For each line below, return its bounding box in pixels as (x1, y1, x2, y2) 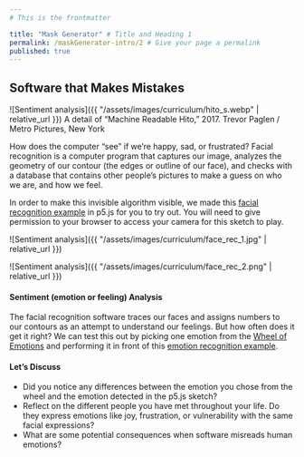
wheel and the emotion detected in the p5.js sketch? (22, 391, 218, 402)
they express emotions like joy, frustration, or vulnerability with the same (22, 410, 293, 422)
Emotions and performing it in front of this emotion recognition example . (9, 341, 279, 352)
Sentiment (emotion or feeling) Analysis (9, 291, 163, 302)
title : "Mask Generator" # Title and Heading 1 (9, 29, 193, 39)
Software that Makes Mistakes (9, 80, 185, 95)
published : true (9, 46, 71, 55)
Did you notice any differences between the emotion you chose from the (22, 382, 293, 393)
